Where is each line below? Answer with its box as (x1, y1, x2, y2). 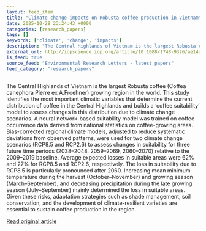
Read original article (6, 218, 57, 225)
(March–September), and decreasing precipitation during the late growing (6, 180, 193, 187)
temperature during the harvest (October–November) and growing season (6, 174, 193, 181)
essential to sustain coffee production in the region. (6, 206, 137, 213)
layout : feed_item (6, 9, 53, 15)
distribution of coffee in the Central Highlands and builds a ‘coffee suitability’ (6, 102, 200, 109)
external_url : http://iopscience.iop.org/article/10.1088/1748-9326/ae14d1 (6, 49, 204, 55)
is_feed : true (6, 54, 43, 61)
